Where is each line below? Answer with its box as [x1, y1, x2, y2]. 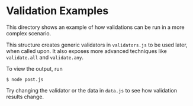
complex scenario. [6, 29, 52, 37]
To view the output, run [6, 65, 63, 72]
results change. [6, 93, 44, 100]
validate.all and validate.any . [6, 54, 84, 61]
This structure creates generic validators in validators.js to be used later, [6, 41, 188, 48]
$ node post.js [6, 77, 44, 82]
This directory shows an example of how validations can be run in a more [6, 24, 185, 31]
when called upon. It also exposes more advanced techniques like [6, 47, 167, 54]
